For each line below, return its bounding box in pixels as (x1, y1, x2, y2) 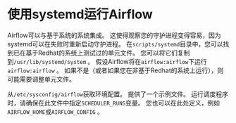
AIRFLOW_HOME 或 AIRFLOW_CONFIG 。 (7, 107, 104, 116)
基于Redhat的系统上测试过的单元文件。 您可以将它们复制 (25, 48, 190, 57)
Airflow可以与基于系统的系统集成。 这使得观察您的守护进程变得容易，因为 (7, 31, 221, 39)
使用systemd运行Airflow (7, 6, 153, 22)
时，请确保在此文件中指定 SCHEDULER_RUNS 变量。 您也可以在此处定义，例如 (7, 98, 221, 107)
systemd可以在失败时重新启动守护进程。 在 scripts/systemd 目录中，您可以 (7, 39, 223, 48)
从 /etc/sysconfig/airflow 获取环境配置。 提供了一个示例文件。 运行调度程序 (7, 89, 229, 98)
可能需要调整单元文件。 (7, 75, 75, 83)
